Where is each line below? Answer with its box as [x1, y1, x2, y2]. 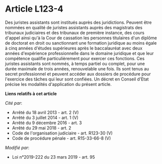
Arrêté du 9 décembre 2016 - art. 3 [12, 120, 82, 126]
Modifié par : [5, 145, 30, 150]
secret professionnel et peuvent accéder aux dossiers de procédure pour [5, 71, 151, 77]
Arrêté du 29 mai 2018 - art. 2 [12, 125, 72, 131]
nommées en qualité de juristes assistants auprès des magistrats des [5, 24, 143, 30]
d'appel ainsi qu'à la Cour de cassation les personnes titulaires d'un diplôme [5, 35, 157, 41]
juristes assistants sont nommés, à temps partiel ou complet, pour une [5, 61, 145, 66]
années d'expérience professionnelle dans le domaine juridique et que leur [5, 50, 154, 56]
